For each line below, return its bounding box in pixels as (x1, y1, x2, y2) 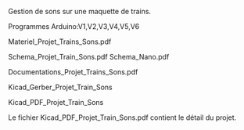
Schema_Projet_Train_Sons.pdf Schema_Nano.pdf (8, 52, 170, 61)
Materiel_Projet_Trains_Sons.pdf (8, 37, 112, 46)
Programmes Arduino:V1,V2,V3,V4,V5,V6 (8, 22, 140, 31)
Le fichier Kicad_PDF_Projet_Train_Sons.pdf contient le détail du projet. (8, 113, 237, 122)
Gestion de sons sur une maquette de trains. (8, 7, 151, 16)
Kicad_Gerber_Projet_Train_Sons (8, 82, 113, 92)
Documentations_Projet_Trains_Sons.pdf (8, 67, 138, 77)
